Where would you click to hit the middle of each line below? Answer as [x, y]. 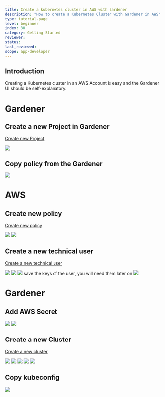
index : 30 [15, 28]
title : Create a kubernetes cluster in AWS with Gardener [66, 10]
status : [13, 42]
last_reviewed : [21, 47]
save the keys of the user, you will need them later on [78, 273]
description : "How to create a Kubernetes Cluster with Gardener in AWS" [83, 14]
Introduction [25, 71]
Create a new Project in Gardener [57, 127]
